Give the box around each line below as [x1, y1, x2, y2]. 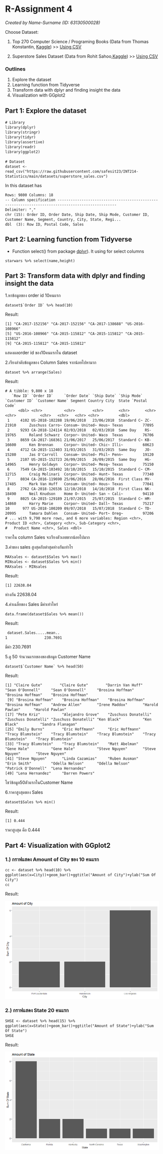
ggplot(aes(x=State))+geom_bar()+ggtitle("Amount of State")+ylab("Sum [5, 1024, 154, 1029]
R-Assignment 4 [5, 3, 73, 15]
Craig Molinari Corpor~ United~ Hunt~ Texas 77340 [29, 472, 154, 477]
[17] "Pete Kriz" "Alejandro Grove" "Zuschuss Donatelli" [5, 712, 152, 717]
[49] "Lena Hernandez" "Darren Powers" [5, 770, 95, 776]
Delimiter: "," [5, 207, 36, 213]
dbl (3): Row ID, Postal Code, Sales [5, 222, 84, 227]
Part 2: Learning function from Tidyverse [5, 235, 132, 243]
